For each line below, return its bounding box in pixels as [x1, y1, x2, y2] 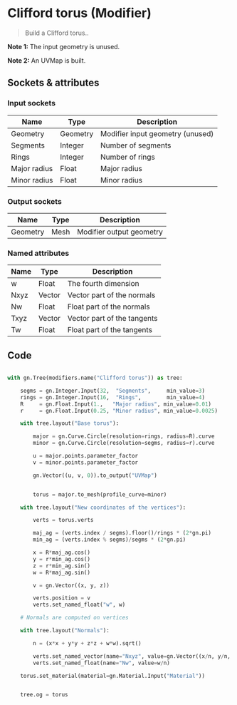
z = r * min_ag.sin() [33, 562, 91, 570]
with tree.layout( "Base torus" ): [20, 420, 120, 427]
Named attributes [7, 248, 70, 258]
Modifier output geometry [77, 227, 164, 237]
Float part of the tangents [67, 325, 153, 335]
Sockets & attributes [7, 77, 100, 89]
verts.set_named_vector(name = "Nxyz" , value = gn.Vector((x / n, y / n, [33, 652, 231, 660]
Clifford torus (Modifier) [7, 5, 152, 21]
